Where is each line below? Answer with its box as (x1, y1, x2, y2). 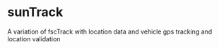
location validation (7, 34, 61, 43)
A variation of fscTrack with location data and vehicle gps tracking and (7, 27, 213, 36)
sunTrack (7, 4, 64, 20)
